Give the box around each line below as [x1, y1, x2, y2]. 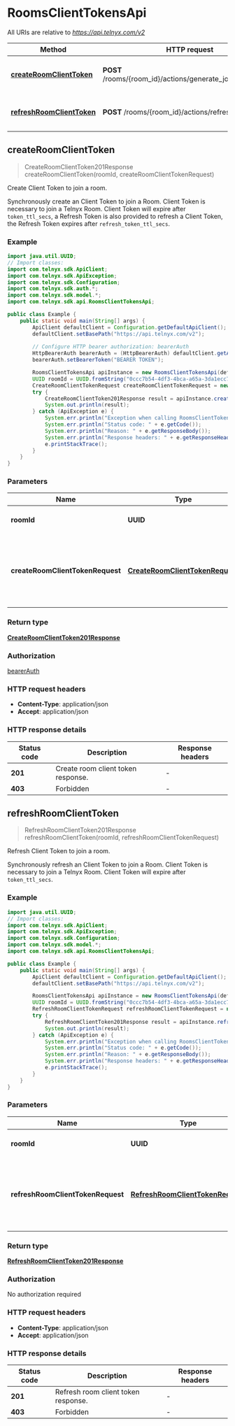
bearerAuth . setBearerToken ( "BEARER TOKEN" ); [32, 357, 164, 364]
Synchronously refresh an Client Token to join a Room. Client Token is [7, 860, 208, 869]
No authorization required [7, 1290, 82, 1299]
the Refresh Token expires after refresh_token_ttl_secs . [7, 219, 170, 228]
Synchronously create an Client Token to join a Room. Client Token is [7, 197, 206, 206]
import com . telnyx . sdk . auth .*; [7, 285, 99, 292]
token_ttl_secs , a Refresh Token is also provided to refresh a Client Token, [7, 212, 223, 220]
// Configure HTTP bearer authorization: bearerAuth [32, 343, 190, 350]
